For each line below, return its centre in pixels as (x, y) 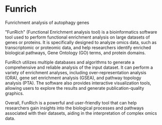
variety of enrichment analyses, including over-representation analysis (76, 72)
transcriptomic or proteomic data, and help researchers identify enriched (78, 47)
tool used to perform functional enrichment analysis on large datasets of (77, 37)
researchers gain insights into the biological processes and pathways (74, 108)
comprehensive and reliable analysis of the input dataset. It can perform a (79, 67)
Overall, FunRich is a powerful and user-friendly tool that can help (71, 103)
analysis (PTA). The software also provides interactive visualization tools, (78, 83)
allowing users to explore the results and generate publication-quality (75, 88)
